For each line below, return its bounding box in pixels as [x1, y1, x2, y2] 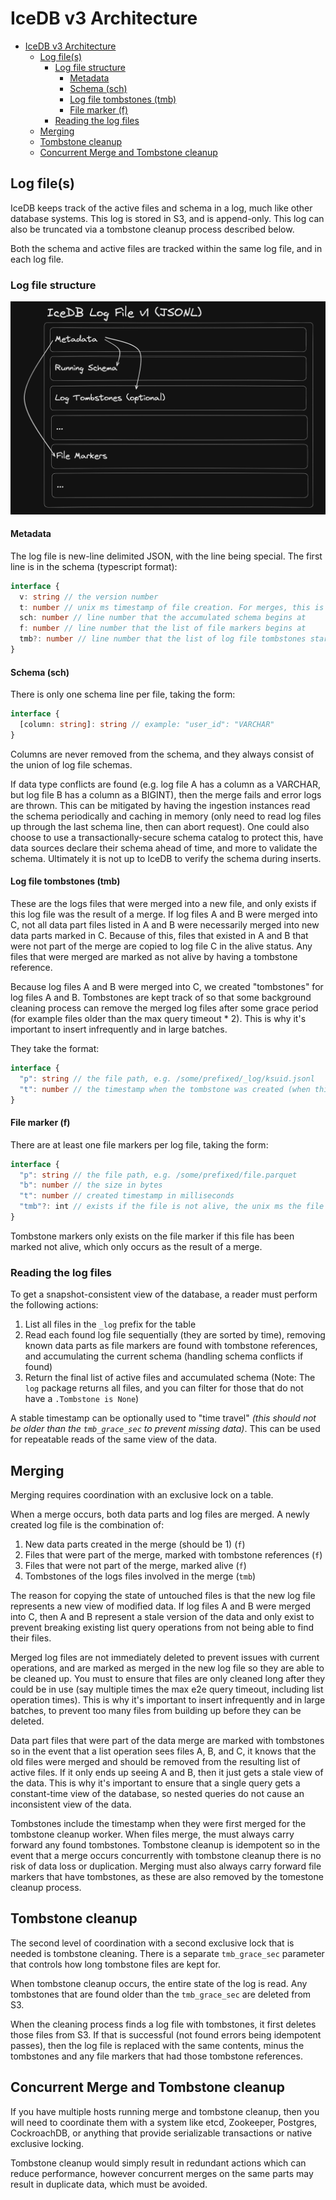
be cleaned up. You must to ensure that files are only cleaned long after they [10, 1673, 326, 1685]
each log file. [10, 253, 64, 265]
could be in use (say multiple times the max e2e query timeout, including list [10, 1683, 324, 1696]
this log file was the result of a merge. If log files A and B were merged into [10, 908, 318, 920]
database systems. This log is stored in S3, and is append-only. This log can [10, 212, 325, 224]
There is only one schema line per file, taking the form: [10, 688, 236, 701]
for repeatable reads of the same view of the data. [10, 1433, 218, 1446]
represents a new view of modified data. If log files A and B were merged [10, 1600, 312, 1612]
